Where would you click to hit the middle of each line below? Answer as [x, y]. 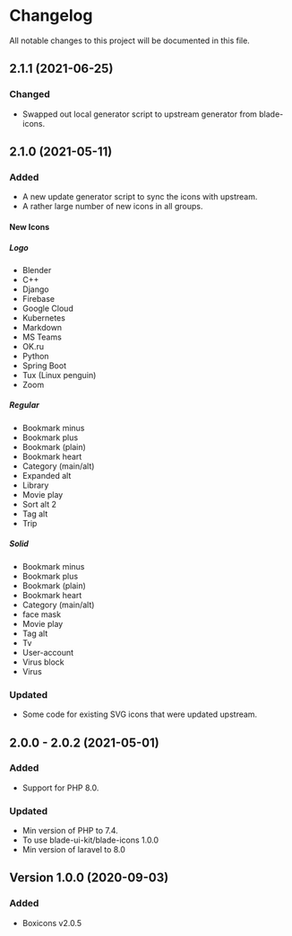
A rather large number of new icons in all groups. [112, 207]
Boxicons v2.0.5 [52, 923]
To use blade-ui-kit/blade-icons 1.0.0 [90, 840]
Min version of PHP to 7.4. [70, 831]
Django [35, 289]
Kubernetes [43, 318]
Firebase [39, 298]
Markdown [42, 327]
